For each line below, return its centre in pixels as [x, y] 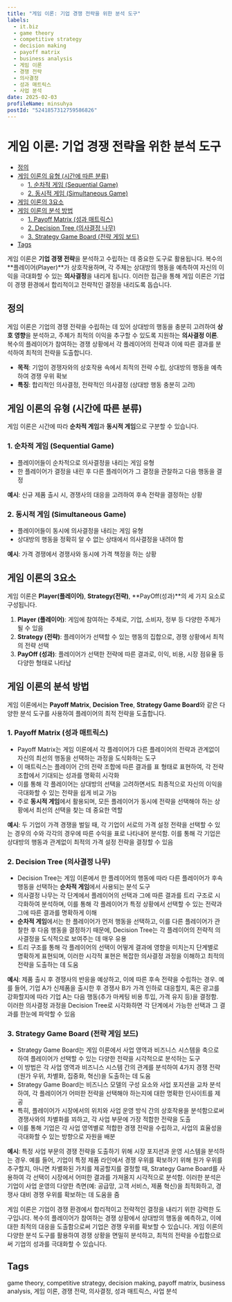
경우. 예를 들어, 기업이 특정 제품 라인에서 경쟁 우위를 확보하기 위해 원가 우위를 [118, 1160]
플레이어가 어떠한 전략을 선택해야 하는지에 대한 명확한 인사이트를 [126, 1093]
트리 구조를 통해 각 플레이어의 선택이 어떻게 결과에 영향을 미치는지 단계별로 [118, 947]
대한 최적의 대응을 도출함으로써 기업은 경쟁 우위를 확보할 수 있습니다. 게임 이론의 [115, 1226]
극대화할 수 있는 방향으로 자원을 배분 [66, 1136]
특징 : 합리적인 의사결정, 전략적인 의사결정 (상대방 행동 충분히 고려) [106, 385]
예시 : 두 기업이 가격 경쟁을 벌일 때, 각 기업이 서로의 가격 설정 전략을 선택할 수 [110, 825]
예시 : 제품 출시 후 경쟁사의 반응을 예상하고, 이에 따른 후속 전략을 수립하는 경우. [112, 979]
